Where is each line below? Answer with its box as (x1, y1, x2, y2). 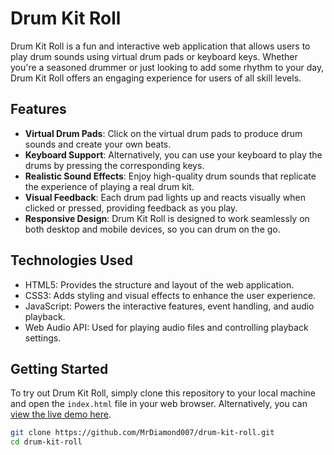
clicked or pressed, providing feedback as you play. (24, 202, 238, 214)
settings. (24, 332, 62, 344)
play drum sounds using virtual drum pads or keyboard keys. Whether (10, 50, 298, 62)
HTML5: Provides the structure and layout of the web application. (24, 278, 295, 291)
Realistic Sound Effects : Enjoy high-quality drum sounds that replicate (24, 170, 317, 182)
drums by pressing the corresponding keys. (24, 159, 205, 171)
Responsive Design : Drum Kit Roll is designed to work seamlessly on (24, 212, 310, 224)
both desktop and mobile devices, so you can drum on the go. (24, 223, 281, 235)
